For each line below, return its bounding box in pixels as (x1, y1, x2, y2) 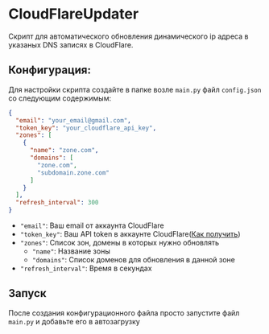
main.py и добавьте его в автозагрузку (8, 316, 141, 326)
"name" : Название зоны (31, 246, 110, 256)
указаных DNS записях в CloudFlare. (8, 39, 134, 49)
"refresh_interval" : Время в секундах (19, 263, 152, 273)
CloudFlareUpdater (8, 5, 139, 23)
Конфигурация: (8, 64, 91, 77)
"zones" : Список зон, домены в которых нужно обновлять (19, 238, 220, 247)
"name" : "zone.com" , (29, 146, 99, 155)
